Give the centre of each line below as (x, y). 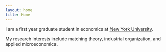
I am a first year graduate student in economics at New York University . (79, 29)
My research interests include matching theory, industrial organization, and (83, 39)
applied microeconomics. (32, 44)
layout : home (19, 10)
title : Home (18, 15)
